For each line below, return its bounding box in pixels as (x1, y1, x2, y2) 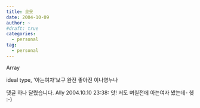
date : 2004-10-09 (6, 14, 50, 20)
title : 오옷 (6, 8, 34, 15)
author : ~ (6, 20, 31, 26)
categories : (6, 31, 36, 37)
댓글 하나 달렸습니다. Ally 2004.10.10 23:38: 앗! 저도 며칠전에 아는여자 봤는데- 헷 (6, 89, 194, 96)
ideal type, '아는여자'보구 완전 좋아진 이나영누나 (6, 76, 118, 84)
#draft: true (6, 25, 39, 32)
